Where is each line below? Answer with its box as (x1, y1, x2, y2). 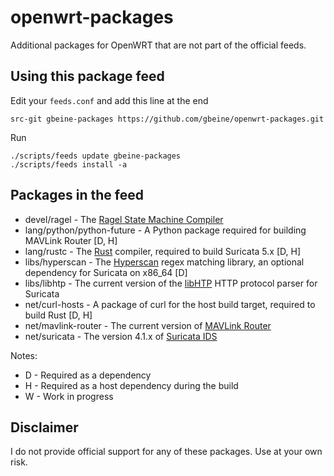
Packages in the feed (10, 187, 144, 204)
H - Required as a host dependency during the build (24, 379, 239, 391)
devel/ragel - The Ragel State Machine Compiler (24, 213, 224, 225)
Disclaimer (10, 419, 79, 436)
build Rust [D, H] (24, 309, 93, 321)
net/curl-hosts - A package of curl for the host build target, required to (24, 298, 316, 310)
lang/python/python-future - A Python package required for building (24, 224, 307, 236)
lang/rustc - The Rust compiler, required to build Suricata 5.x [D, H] (24, 245, 301, 257)
